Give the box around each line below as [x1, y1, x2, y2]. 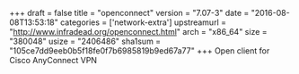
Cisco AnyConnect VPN [9, 55, 97, 65]
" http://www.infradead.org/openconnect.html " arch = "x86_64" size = [9, 27, 268, 37]
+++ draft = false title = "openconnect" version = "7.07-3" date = [9, 8, 250, 18]
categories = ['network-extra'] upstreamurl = [59, 17, 227, 28]
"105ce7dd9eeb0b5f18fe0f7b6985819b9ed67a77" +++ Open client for [9, 45, 270, 56]
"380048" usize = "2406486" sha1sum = [9, 36, 162, 46]
